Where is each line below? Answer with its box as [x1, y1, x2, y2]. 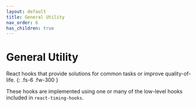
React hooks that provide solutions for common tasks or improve [6, 70, 164, 77]
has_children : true [6, 25, 54, 31]
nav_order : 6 [6, 20, 38, 25]
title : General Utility [6, 14, 65, 20]
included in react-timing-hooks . [6, 94, 84, 101]
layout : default [6, 8, 46, 15]
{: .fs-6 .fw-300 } [16, 76, 59, 83]
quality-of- [165, 70, 191, 77]
